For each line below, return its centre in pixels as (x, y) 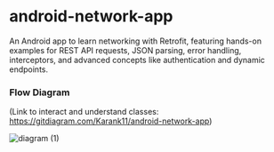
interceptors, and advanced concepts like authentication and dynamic (137, 60)
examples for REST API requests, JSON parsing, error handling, (125, 50)
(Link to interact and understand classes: (84, 112)
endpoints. (29, 69)
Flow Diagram (40, 92)
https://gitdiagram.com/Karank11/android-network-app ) (111, 121)
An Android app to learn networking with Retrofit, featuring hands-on (136, 41)
